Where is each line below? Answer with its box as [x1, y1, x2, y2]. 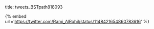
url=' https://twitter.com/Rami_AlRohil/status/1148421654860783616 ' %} [5, 19, 150, 24]
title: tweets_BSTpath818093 [5, 4, 63, 10]
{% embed [5, 14, 27, 19]
